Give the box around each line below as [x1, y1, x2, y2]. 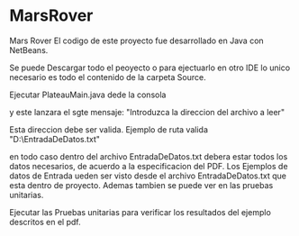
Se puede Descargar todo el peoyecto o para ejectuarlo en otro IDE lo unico [9, 62, 291, 73]
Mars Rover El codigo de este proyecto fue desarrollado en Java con [9, 35, 264, 46]
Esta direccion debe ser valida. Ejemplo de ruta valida [9, 123, 209, 135]
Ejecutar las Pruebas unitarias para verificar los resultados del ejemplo [9, 206, 272, 217]
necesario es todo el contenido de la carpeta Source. [9, 71, 206, 82]
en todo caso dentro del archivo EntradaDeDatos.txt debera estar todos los [9, 150, 288, 162]
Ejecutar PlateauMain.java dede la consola [9, 89, 167, 100]
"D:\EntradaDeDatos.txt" [9, 133, 101, 144]
